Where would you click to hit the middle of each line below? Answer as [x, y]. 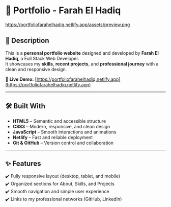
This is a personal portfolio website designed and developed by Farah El [82, 53]
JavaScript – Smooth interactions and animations [64, 132]
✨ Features [23, 163]
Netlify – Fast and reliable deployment [53, 137]
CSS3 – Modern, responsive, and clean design [61, 126]
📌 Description [27, 41]
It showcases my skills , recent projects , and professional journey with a [82, 64]
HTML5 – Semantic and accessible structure [59, 121]
